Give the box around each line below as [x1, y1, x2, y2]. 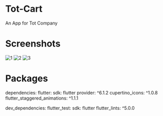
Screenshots [5, 38, 61, 50]
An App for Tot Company [5, 20, 58, 26]
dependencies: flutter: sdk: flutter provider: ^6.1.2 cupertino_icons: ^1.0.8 [5, 89, 158, 96]
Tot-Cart [5, 3, 42, 15]
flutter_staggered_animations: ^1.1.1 [5, 95, 79, 101]
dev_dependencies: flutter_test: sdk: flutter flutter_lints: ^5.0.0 [5, 105, 135, 111]
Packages [5, 73, 49, 84]
